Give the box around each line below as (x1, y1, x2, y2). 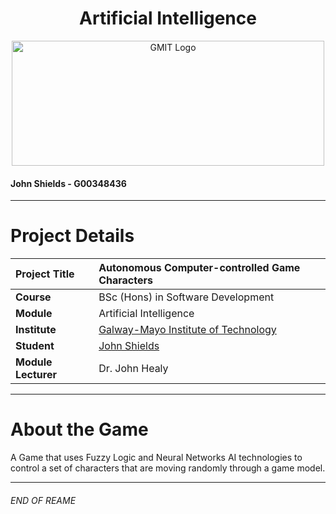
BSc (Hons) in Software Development (98, 290, 275, 304)
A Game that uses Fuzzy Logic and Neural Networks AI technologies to (10, 452, 303, 464)
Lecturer (15, 368, 57, 382)
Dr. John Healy (98, 362, 169, 376)
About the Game (10, 418, 149, 441)
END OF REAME (10, 494, 77, 506)
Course (15, 290, 52, 304)
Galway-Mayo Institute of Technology (98, 323, 277, 337)
